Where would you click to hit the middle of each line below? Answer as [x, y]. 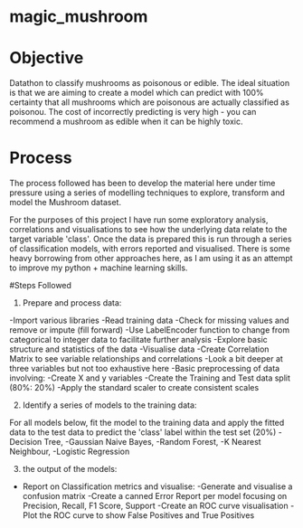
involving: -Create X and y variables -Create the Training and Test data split [150, 378]
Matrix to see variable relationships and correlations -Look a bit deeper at [146, 359]
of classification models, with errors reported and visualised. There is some [150, 249]
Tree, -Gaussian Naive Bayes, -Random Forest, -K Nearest [152, 442]
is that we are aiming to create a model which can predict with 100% [137, 93]
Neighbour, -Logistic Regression [70, 452]
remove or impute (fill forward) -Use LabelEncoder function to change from [150, 330]
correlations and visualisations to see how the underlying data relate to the [148, 230]
